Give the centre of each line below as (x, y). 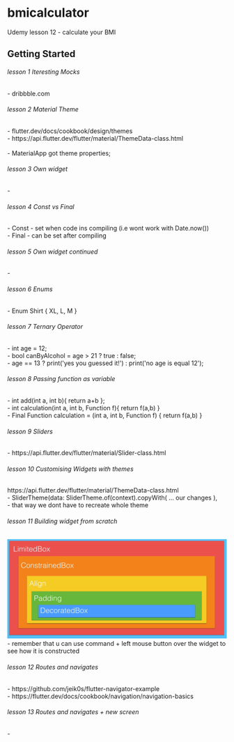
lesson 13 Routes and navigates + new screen (73, 712)
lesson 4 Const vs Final (41, 206)
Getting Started (41, 54)
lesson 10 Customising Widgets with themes (70, 469)
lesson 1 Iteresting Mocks (44, 72)
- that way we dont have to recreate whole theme (78, 505)
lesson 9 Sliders (30, 431)
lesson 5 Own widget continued (53, 252)
